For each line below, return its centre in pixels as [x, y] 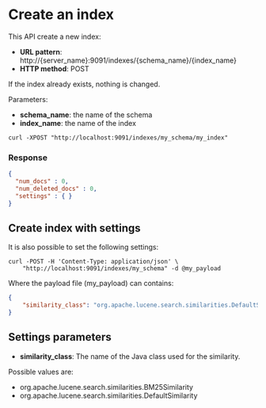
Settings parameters [60, 337]
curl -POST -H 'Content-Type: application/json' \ [93, 262]
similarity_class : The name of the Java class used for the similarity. [130, 356]
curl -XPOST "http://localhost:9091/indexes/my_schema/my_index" [118, 137]
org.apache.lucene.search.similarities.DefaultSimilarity [108, 395]
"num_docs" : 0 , [42, 181]
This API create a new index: [55, 36]
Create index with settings [74, 228]
